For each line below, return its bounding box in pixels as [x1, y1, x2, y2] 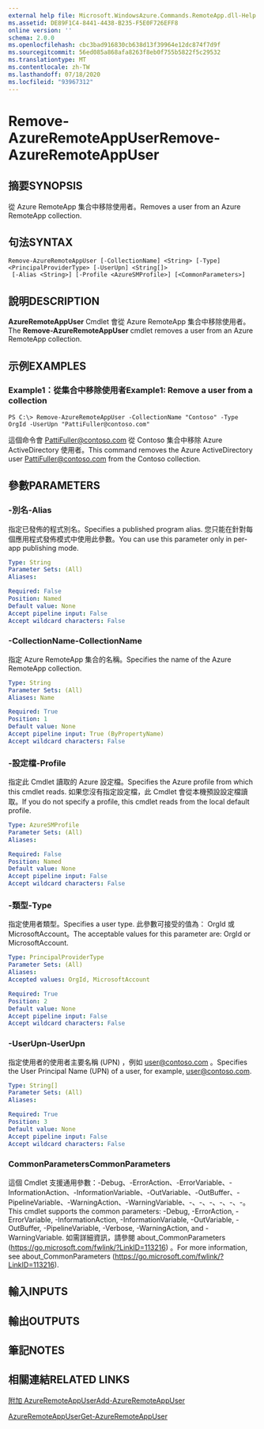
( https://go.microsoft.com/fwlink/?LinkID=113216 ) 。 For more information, [8, 1242, 247, 1252]
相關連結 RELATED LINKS [8, 1373, 130, 1387]
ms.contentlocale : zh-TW [8, 63, 90, 71]
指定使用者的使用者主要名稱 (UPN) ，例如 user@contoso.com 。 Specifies [8, 1057, 247, 1067]
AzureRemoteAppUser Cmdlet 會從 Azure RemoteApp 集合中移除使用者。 [8, 317, 251, 327]
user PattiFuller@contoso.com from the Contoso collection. [8, 453, 202, 464]
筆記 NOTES [8, 1344, 66, 1358]
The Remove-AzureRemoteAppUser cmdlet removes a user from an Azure [8, 326, 254, 335]
